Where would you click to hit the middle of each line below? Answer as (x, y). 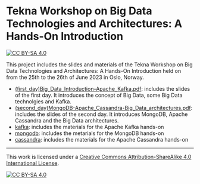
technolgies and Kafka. (43, 101)
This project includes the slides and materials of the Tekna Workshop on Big (99, 65)
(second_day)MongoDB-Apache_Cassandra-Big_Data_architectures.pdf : (104, 108)
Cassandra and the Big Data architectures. (67, 120)
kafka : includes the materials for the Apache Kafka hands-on (89, 127)
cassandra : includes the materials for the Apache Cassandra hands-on (101, 139)
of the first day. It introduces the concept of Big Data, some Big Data (99, 95)
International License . (33, 163)
